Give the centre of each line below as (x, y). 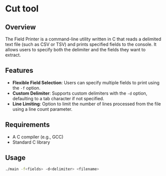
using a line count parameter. (42, 109)
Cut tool (22, 9)
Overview (21, 27)
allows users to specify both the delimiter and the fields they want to (76, 50)
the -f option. (26, 88)
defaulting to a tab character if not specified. (58, 98)
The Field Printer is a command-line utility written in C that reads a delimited (83, 39)
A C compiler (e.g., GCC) (38, 137)
